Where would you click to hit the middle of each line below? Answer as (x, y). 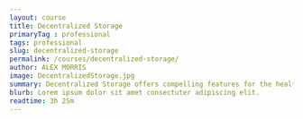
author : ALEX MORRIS (48, 68)
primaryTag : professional (60, 34)
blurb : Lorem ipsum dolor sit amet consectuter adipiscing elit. (134, 92)
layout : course (38, 17)
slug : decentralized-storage (64, 51)
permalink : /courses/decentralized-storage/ (94, 59)
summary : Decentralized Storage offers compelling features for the (141, 84)
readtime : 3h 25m (42, 101)
